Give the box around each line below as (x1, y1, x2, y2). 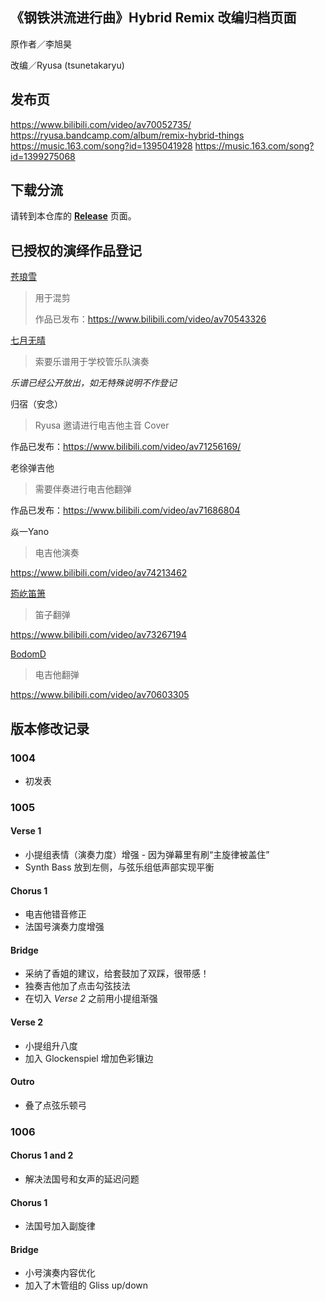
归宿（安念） (10, 398, 63, 410)
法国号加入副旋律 (24, 1220, 96, 1232)
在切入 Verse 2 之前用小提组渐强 (24, 993, 158, 1005)
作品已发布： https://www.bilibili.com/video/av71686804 (10, 504, 241, 517)
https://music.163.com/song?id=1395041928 (10, 139, 193, 152)
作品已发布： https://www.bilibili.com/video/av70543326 (34, 313, 267, 325)
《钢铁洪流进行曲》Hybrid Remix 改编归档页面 (10, 9, 297, 27)
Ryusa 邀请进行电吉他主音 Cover (34, 419, 170, 432)
